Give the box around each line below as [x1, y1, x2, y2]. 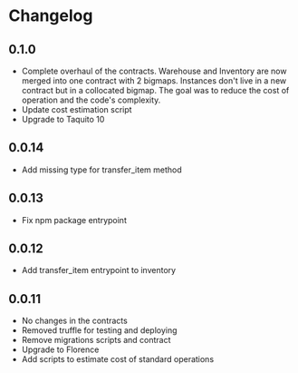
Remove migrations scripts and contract [21, 335, 171, 346]
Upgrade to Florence [21, 344, 100, 355]
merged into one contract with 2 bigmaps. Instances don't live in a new [21, 75, 287, 86]
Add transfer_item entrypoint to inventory [21, 265, 177, 276]
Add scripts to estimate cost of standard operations [21, 354, 215, 365]
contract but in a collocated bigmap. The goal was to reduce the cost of [21, 85, 290, 95]
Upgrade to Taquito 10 [21, 114, 105, 124]
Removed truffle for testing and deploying [21, 325, 178, 336]
